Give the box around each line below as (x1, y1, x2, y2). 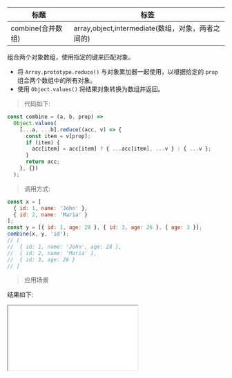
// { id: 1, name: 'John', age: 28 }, (7, 243, 122, 250)
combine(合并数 (10, 23, 63, 33)
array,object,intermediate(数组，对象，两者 (73, 23, 214, 33)
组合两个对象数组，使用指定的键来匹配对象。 (7, 53, 135, 61)
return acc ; (25, 158, 60, 165)
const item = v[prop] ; (25, 133, 91, 140)
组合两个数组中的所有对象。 (17, 76, 97, 84)
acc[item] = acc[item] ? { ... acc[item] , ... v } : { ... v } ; (32, 145, 212, 153)
